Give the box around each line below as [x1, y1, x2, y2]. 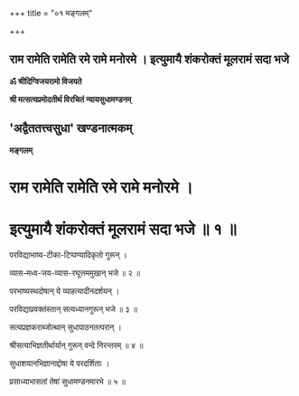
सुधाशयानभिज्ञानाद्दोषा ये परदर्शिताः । [9, 357, 110, 369]
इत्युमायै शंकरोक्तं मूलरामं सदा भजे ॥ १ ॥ [9, 219, 238, 239]
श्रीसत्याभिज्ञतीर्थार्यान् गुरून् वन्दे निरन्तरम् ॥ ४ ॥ [9, 339, 144, 351]
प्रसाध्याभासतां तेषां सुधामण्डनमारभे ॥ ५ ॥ [9, 375, 126, 387]
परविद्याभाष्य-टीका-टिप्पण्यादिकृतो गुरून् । [9, 249, 128, 260]
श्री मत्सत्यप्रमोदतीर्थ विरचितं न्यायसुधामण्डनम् [9, 94, 132, 105]
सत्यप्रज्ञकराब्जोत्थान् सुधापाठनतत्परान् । [9, 321, 122, 333]
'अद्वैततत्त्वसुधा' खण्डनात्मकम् [9, 121, 133, 137]
